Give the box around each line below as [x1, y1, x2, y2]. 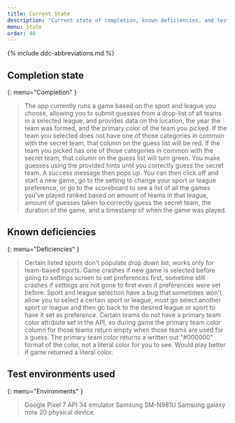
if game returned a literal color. [24, 348, 113, 356]
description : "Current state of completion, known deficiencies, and [7, 17, 215, 24]
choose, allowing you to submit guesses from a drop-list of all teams [24, 109, 222, 118]
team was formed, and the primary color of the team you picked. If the [24, 124, 227, 133]
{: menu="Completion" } [7, 88, 77, 97]
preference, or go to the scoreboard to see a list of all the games [24, 184, 211, 192]
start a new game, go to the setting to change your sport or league [24, 176, 217, 184]
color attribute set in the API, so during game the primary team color [24, 318, 222, 326]
